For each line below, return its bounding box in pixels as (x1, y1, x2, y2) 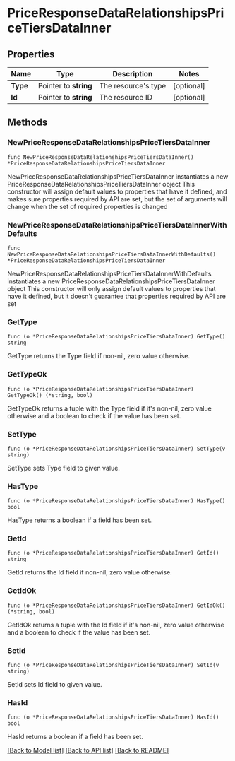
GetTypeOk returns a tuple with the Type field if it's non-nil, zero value (7, 404, 212, 413)
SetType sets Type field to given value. (7, 464, 120, 472)
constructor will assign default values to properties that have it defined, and (7, 187, 227, 196)
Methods (7, 117, 48, 129)
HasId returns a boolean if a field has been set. (7, 733, 143, 741)
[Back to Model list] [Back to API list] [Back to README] (7, 746, 169, 755)
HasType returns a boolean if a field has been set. (7, 516, 152, 524)
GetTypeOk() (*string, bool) (7, 391, 93, 399)
